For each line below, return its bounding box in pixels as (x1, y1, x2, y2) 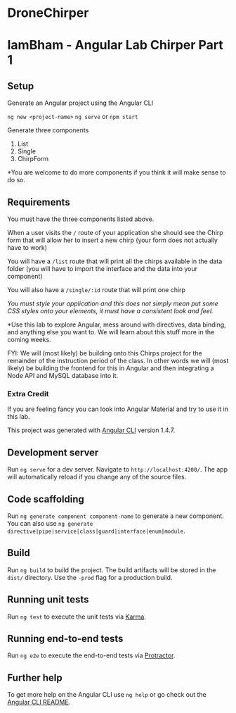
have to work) (7, 244, 48, 251)
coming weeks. (7, 336, 51, 343)
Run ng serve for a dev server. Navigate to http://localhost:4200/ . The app (7, 465, 228, 474)
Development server (7, 446, 99, 458)
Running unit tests (7, 593, 89, 606)
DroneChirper (7, 5, 89, 21)
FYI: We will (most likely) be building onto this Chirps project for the (7, 349, 202, 357)
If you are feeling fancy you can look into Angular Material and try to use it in (7, 405, 229, 413)
